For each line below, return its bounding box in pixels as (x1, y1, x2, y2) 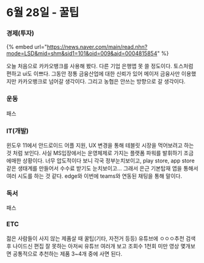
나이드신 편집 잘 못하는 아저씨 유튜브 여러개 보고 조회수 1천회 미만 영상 (12, 242, 180, 250)
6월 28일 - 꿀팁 (6, 6, 79, 20)
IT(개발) (6, 126, 29, 135)
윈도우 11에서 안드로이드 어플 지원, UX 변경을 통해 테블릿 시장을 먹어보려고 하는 (6, 142, 194, 149)
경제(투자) (6, 29, 35, 37)
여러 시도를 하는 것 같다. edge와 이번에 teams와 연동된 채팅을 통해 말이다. (6, 172, 182, 180)
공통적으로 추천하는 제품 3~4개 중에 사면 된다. (12, 250, 123, 257)
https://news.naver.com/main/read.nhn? (46, 44, 148, 51)
